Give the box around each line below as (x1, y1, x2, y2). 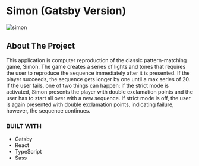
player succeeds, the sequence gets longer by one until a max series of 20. (6, 75, 191, 82)
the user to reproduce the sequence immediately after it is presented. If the (6, 69, 190, 76)
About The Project (6, 41, 75, 51)
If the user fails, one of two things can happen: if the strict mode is (6, 82, 169, 89)
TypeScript (14, 148, 42, 155)
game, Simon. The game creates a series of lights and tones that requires (6, 63, 186, 70)
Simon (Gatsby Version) (6, 4, 127, 18)
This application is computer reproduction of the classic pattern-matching (6, 56, 187, 63)
